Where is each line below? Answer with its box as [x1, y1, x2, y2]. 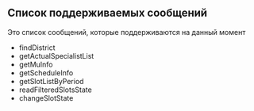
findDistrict [18, 43, 56, 52]
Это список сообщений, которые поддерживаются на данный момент [7, 27, 246, 36]
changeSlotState [18, 93, 74, 102]
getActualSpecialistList [18, 51, 94, 60]
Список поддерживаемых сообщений [7, 6, 208, 20]
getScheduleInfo [18, 67, 74, 78]
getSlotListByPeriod [18, 76, 84, 86]
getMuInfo [18, 59, 53, 69]
